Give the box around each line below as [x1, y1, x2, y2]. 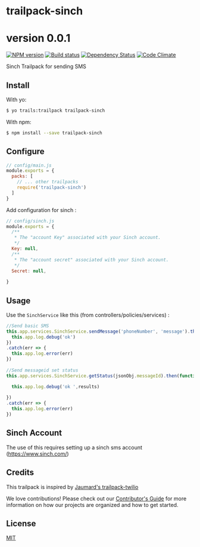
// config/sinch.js [6, 218, 55, 224]
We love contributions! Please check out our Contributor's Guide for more [6, 494, 187, 502]
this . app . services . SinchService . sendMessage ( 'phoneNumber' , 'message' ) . [6, 328, 190, 334]
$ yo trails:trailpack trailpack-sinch [6, 107, 105, 113]
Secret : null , [11, 268, 46, 274]
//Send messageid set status [6, 367, 79, 373]
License [6, 518, 36, 528]
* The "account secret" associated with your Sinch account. [14, 257, 169, 263]
